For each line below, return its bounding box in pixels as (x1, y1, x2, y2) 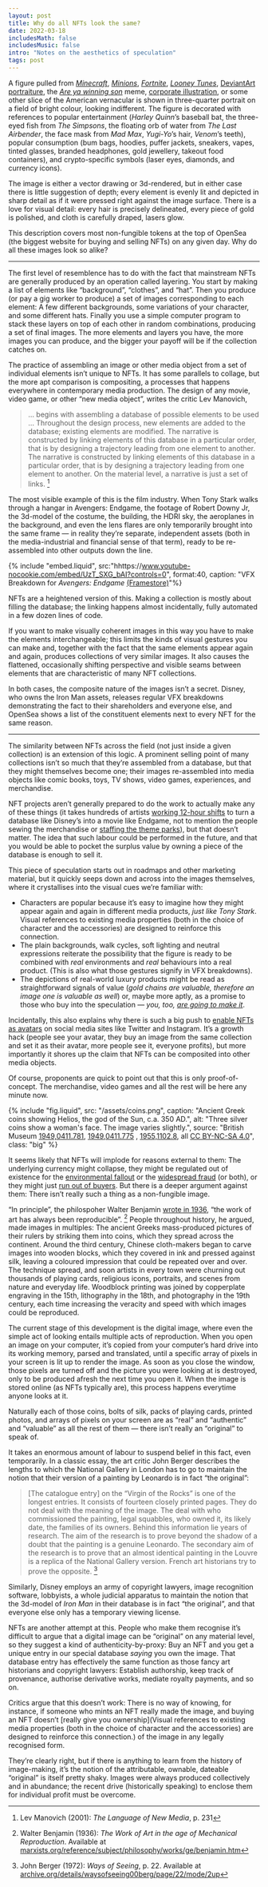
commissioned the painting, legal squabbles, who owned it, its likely (27, 1514, 251, 1524)
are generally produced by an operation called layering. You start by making (8, 277, 258, 286)
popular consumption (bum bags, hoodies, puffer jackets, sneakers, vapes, (8, 138, 255, 147)
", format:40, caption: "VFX (166, 569, 255, 579)
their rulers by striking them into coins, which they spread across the (8, 1231, 234, 1241)
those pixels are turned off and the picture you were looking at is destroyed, (8, 1366, 258, 1375)
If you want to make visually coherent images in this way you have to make (8, 625, 254, 636)
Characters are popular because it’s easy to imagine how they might (19, 897, 244, 908)
